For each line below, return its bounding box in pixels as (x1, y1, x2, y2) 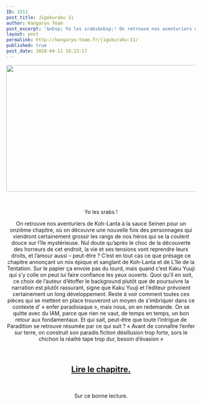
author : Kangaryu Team (6, 20, 63, 26)
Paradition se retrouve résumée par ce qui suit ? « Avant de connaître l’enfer (7, 322, 195, 329)
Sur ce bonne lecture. (74, 392, 128, 399)
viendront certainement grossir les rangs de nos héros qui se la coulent (13, 233, 189, 240)
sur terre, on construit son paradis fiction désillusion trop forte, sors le (14, 329, 188, 336)
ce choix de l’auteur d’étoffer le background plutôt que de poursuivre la (13, 277, 189, 285)
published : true (6, 43, 47, 49)
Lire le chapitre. (71, 364, 131, 374)
